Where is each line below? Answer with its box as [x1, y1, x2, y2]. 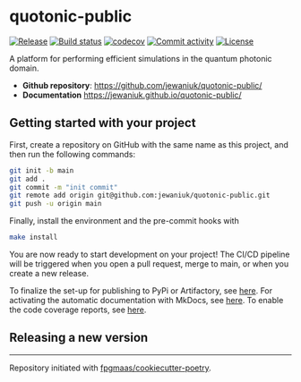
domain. [9, 63, 39, 73]
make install [9, 233, 58, 242]
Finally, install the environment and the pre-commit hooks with [9, 216, 239, 226]
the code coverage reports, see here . [9, 304, 147, 315]
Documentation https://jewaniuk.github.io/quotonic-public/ [21, 89, 242, 100]
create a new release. [9, 268, 90, 278]
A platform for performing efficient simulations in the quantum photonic [9, 53, 272, 64]
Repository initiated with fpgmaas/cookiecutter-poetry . [9, 362, 212, 373]
